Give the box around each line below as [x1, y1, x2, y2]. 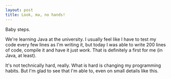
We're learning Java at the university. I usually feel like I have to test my [5, 36, 157, 42]
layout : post [5, 7, 33, 13]
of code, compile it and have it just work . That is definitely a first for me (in [5, 47, 163, 53]
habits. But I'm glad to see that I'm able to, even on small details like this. [5, 67, 159, 74]
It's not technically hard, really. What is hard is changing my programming [5, 62, 161, 68]
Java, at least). [5, 52, 37, 59]
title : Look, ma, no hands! [5, 12, 66, 17]
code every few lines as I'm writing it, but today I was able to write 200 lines [5, 41, 166, 47]
